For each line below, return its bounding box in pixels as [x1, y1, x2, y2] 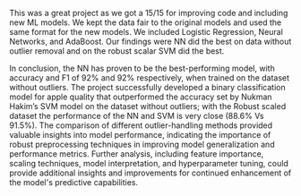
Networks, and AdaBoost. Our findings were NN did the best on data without [9, 36, 292, 47]
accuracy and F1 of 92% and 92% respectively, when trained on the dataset [9, 72, 289, 83]
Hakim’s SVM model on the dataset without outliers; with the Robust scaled [9, 101, 287, 111]
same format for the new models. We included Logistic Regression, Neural [9, 27, 284, 37]
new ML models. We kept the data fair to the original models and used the [9, 17, 282, 28]
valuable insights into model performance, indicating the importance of [9, 130, 271, 140]
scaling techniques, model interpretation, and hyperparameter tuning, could [9, 158, 288, 168]
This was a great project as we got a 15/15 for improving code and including [9, 8, 288, 18]
